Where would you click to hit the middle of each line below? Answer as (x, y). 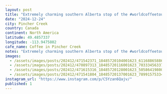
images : (13, 56)
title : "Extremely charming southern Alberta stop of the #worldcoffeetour (85, 14)
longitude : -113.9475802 (31, 42)
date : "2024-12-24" (25, 19)
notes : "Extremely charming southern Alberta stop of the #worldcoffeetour (85, 51)
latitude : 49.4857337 (28, 38)
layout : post (19, 10)
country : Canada (22, 28)
